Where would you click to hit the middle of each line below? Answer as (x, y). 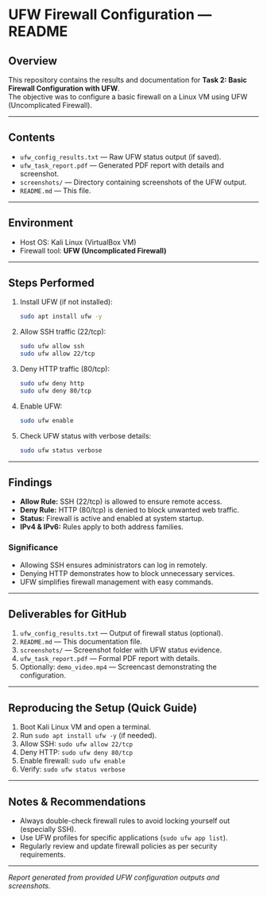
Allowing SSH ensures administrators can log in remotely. (114, 565)
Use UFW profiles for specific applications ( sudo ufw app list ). (124, 838)
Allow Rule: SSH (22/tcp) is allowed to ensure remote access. (121, 501)
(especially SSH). (48, 829)
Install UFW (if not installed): (66, 302)
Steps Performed (52, 283)
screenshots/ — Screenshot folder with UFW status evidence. (121, 650)
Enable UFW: (41, 406)
